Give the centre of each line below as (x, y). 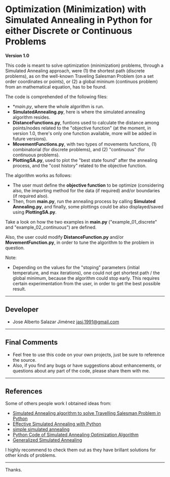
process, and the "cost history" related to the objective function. (79, 165)
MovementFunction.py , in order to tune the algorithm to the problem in (80, 242)
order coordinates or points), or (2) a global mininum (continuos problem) (82, 81)
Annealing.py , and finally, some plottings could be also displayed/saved (88, 206)
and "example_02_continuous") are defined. (51, 227)
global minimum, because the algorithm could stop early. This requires (86, 278)
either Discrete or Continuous (69, 31)
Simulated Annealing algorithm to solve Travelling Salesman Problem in (87, 413)
